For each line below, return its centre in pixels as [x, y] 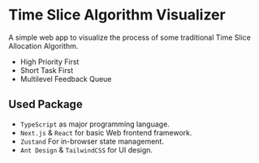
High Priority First [50, 62]
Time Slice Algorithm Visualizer [117, 15]
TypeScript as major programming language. [95, 124]
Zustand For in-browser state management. [92, 141]
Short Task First [47, 70]
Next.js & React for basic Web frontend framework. [106, 132]
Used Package [45, 104]
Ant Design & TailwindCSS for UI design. [86, 150]
